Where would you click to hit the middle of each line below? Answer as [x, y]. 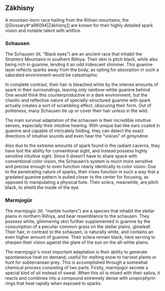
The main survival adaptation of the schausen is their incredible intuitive [78, 120]
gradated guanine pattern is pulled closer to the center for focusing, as [77, 177]
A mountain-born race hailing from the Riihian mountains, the [67, 20]
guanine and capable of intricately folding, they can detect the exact [74, 131]
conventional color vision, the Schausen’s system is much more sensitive [79, 161]
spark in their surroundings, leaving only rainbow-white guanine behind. [78, 90]
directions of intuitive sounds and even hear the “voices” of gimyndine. [77, 136]
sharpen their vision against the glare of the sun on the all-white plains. [77, 242]
